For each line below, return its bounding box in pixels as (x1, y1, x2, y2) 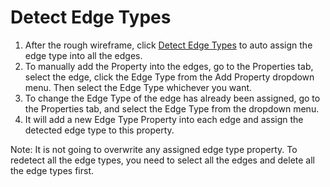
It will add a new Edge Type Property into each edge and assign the (24, 113, 304, 125)
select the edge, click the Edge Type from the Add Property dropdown (24, 71, 315, 83)
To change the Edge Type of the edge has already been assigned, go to (24, 92, 321, 104)
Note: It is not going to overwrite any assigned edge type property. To (10, 143, 298, 155)
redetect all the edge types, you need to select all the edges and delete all (10, 154, 315, 166)
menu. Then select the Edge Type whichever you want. (24, 81, 253, 93)
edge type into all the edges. (24, 49, 143, 61)
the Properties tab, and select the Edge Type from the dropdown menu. (24, 102, 320, 115)
